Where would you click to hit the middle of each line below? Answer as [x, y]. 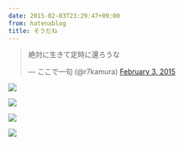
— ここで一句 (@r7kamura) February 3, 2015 [102, 72]
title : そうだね [33, 31]
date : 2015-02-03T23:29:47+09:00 [64, 16]
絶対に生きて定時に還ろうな [74, 55]
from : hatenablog [37, 23]
